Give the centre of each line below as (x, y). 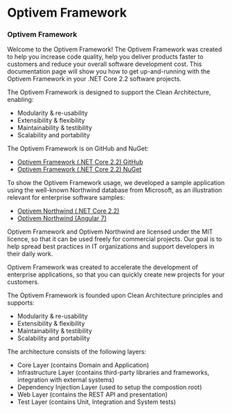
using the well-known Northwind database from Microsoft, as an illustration (115, 190)
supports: (21, 303)
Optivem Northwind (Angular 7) (62, 218)
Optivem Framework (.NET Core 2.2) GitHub (80, 162)
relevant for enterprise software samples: (66, 197)
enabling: (20, 100)
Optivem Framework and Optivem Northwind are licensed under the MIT (110, 232)
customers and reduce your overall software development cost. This (105, 64)
